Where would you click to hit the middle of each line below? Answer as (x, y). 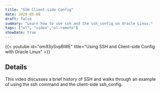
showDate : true (21, 32)
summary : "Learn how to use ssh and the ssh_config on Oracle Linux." (79, 23)
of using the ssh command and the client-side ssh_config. (64, 84)
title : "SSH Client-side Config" (39, 10)
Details (16, 67)
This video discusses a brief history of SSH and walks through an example (80, 79)
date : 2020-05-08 (23, 14)
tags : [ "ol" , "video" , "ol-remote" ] (42, 28)
